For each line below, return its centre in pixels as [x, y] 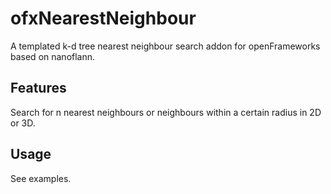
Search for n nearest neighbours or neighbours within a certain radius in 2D [166, 112]
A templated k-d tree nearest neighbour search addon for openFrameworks [165, 46]
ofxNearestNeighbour [103, 18]
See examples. [41, 178]
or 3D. [23, 123]
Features [38, 88]
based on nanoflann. [53, 56]
